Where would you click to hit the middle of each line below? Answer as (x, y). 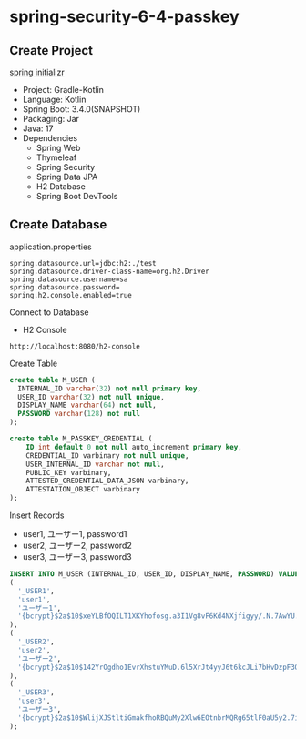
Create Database (58, 225)
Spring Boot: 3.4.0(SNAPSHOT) (82, 109)
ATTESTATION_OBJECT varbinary (83, 490)
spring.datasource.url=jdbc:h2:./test (83, 263)
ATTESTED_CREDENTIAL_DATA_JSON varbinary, (107, 481)
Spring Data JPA (67, 177)
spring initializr (37, 72)
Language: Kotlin (54, 99)
